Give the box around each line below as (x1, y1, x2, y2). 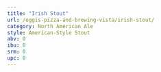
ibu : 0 (7, 42, 26, 49)
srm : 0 (7, 49, 26, 56)
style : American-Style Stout (7, 29, 90, 36)
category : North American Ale (7, 23, 94, 29)
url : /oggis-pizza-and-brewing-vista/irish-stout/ (7, 16, 155, 23)
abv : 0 (7, 36, 26, 43)
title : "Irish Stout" (7, 10, 69, 17)
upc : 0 (7, 55, 26, 62)
